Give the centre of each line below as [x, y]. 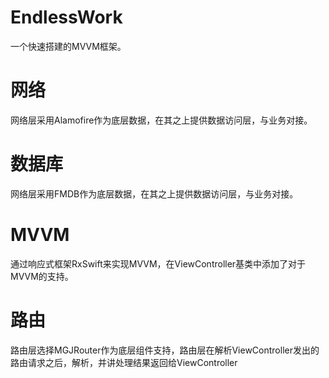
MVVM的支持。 [42, 276]
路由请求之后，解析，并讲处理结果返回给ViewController [124, 362]
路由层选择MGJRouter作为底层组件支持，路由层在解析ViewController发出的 [165, 350]
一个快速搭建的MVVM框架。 [68, 46]
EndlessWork [66, 17]
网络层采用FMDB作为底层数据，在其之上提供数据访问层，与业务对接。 [154, 193]
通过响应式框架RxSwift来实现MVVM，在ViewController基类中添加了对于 [158, 263]
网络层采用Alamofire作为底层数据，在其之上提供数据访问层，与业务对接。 [161, 120]
